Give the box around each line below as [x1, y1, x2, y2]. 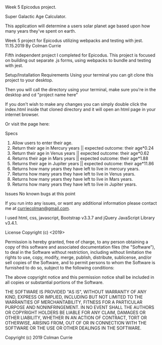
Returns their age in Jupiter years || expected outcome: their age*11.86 [12, 161, 154, 166]
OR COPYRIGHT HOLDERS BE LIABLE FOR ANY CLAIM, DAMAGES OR [5, 309, 146, 315]
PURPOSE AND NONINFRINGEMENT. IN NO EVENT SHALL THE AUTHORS [5, 305, 155, 310]
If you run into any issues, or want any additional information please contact [5, 200, 157, 206]
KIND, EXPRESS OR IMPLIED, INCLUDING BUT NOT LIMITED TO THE [5, 294, 143, 300]
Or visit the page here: [5, 121, 50, 127]
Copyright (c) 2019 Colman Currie [5, 335, 73, 340]
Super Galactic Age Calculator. [5, 14, 67, 19]
